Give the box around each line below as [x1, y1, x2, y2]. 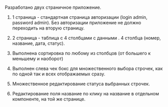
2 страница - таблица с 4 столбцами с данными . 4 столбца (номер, [12, 35, 161, 41]
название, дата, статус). [12, 40, 65, 46]
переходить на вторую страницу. [12, 25, 85, 31]
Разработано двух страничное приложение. [5, 5, 102, 10]
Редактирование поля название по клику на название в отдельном [12, 91, 159, 96]
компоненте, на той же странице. [12, 96, 86, 102]
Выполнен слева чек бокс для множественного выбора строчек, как [12, 66, 163, 71]
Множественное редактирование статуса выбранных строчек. [12, 81, 150, 87]
